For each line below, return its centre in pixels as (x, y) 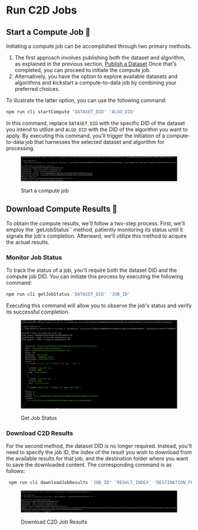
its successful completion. (38, 312)
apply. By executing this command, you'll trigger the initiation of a (86, 136)
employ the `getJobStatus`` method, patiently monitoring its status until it (95, 229)
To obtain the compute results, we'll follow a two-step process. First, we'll (96, 223)
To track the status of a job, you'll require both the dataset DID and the (92, 270)
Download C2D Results (40, 433)
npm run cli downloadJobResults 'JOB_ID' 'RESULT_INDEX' (80, 483)
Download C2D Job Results (54, 522)
